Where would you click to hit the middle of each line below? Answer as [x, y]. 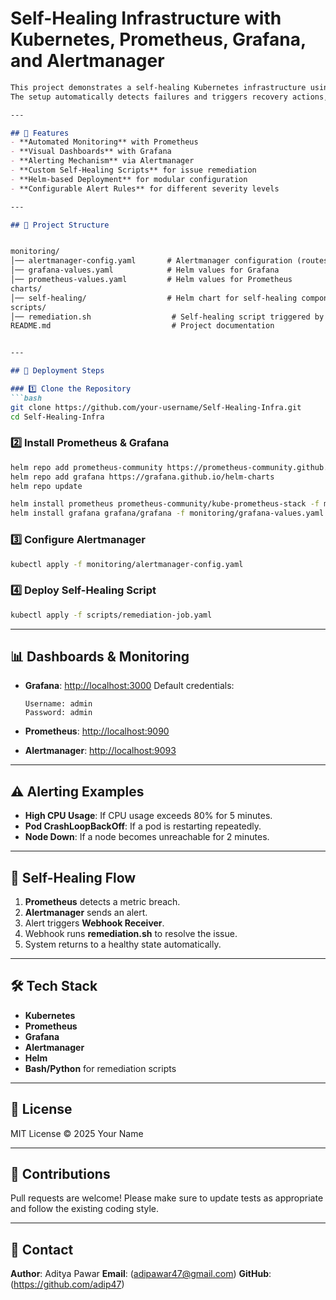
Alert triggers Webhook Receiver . [94, 923]
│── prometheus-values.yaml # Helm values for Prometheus [151, 280]
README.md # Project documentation [142, 326]
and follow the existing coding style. [85, 1209]
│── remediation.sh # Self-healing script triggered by [167, 317]
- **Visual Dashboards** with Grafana [91, 152]
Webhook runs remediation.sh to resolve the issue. [131, 934]
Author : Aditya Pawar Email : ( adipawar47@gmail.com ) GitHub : [141, 1274]
